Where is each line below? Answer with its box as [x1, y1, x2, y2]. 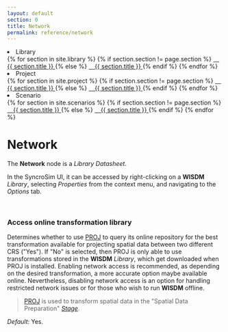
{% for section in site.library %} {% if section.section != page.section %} [7, 55, 212, 64]
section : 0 [7, 16, 38, 23]
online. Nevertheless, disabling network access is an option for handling [7, 277, 211, 285]
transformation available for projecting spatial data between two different [7, 240, 214, 249]
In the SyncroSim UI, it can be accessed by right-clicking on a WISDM [7, 173, 205, 181]
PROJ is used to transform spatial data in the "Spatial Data [23, 297, 188, 305]
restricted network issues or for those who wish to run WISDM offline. [7, 284, 205, 292]
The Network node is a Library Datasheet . [7, 160, 127, 168]
